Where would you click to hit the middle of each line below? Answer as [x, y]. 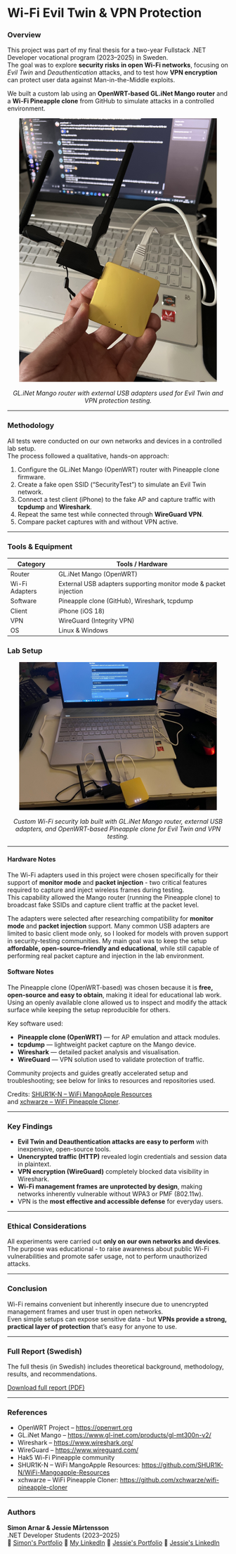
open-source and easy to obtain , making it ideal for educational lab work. [114, 995]
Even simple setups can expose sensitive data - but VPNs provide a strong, [117, 1319]
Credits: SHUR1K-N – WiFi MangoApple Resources [80, 1094]
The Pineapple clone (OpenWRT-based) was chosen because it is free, [110, 987]
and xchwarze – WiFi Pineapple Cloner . [64, 1101]
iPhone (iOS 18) [82, 611]
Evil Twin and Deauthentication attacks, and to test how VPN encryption [112, 72]
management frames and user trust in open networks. [85, 1312]
